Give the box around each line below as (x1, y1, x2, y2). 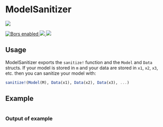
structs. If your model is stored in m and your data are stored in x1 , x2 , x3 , (5, 65, 158, 71)
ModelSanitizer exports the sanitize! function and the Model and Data (5, 59, 153, 65)
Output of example (5, 115, 53, 122)
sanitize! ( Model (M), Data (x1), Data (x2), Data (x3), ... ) (5, 80, 130, 85)
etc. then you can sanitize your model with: (5, 70, 96, 76)
